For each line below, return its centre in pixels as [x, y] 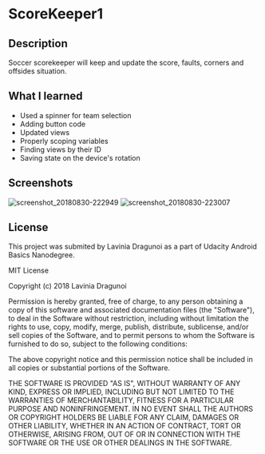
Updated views [45, 132]
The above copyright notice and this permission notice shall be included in [131, 360]
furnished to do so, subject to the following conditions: [98, 344]
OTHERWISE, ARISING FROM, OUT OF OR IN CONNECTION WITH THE [125, 434]
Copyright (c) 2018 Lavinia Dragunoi [67, 286]
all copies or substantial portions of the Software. [89, 368]
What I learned [45, 96]
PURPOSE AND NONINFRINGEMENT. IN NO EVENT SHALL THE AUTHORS [131, 409]
